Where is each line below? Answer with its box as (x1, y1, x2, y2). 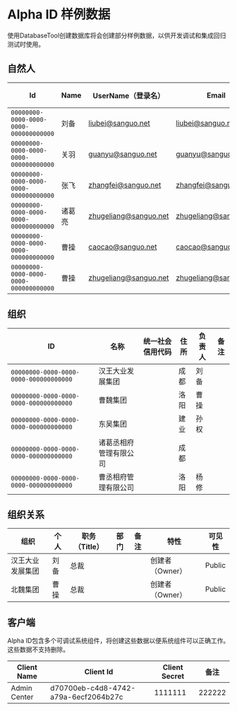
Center (11, 692, 34, 702)
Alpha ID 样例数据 (7, 6, 111, 23)
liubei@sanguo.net (87, 118, 150, 128)
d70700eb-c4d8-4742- (50, 683, 136, 693)
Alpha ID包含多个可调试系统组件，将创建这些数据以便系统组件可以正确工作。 (7, 637, 230, 645)
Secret (161, 671, 185, 681)
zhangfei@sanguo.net (87, 180, 162, 189)
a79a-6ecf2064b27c (50, 692, 123, 702)
